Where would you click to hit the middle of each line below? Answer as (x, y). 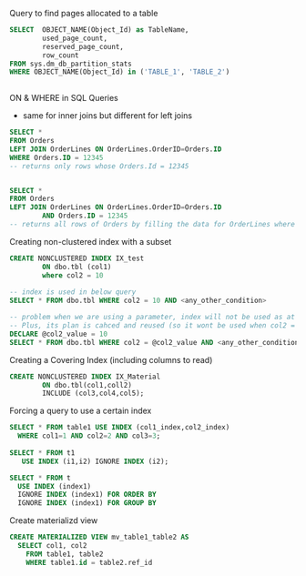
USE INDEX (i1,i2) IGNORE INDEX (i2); (95, 461)
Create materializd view (54, 520)
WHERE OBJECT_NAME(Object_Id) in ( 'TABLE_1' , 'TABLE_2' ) (120, 72)
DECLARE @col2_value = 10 (58, 334)
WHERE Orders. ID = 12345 (56, 157)
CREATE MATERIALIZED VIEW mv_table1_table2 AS (99, 537)
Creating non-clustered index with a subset (91, 241)
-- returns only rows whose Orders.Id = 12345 (99, 166)
